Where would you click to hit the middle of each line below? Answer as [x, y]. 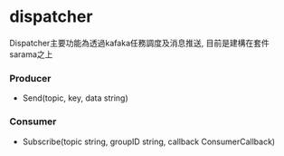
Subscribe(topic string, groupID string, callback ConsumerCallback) [149, 141]
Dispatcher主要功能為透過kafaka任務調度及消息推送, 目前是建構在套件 [139, 43]
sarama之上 [31, 54]
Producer [30, 78]
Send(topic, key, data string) [75, 98]
